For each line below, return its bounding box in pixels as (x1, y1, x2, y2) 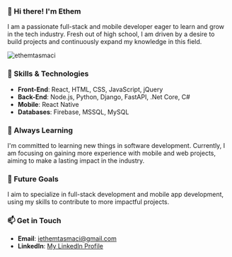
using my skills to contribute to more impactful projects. (7, 198, 170, 206)
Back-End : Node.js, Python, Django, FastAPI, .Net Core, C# (17, 92, 191, 101)
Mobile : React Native (17, 100, 79, 108)
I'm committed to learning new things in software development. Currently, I (7, 141, 226, 149)
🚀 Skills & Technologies (7, 69, 89, 79)
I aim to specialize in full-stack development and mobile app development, (7, 190, 224, 199)
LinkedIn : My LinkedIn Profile (17, 242, 104, 251)
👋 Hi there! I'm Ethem (7, 6, 81, 16)
